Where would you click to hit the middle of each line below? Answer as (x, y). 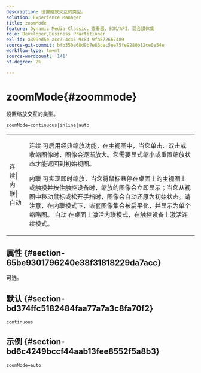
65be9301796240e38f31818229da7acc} (84, 263)
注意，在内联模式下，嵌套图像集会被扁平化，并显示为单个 (110, 206)
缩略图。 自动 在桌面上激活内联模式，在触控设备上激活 (106, 215)
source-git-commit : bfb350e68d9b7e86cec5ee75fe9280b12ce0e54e (85, 46)
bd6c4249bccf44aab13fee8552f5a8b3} (83, 352)
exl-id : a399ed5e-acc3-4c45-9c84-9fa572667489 (65, 40)
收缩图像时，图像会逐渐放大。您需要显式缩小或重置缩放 (107, 155)
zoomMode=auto (24, 365)
